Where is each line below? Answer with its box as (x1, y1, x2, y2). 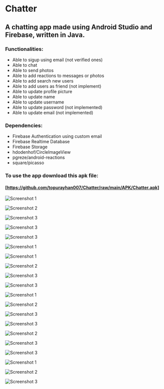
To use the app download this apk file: (5, 172, 99, 179)
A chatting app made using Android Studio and (5, 23, 153, 31)
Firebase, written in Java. (5, 30, 85, 39)
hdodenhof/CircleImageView (12, 149, 71, 155)
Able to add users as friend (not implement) (12, 83, 102, 89)
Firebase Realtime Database (12, 139, 70, 145)
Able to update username (12, 99, 64, 105)
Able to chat (12, 62, 38, 68)
